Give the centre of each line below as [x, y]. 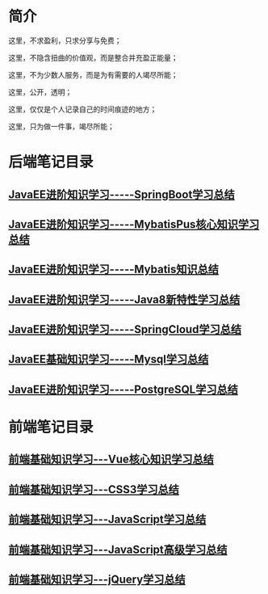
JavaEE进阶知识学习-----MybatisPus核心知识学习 [134, 224]
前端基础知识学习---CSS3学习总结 [94, 489]
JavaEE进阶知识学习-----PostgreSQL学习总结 [123, 389]
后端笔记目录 [51, 162]
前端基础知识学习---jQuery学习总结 [97, 579]
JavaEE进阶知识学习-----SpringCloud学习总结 [125, 329]
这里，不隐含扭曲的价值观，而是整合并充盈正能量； [93, 57]
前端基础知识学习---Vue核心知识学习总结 [111, 459]
